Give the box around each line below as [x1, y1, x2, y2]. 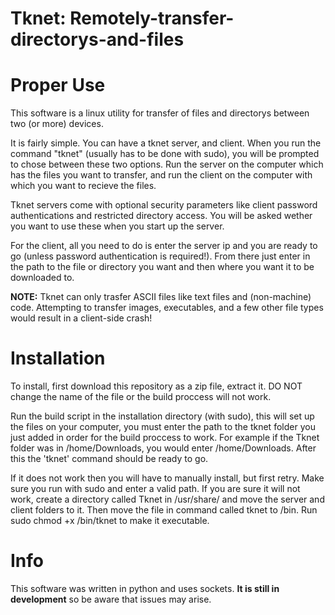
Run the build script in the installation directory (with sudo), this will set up [10, 410, 315, 422]
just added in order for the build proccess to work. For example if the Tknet [10, 432, 320, 444]
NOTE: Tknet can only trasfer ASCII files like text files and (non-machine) [10, 291, 312, 303]
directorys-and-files [10, 28, 185, 51]
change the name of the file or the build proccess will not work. [10, 391, 272, 403]
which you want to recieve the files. [10, 180, 157, 192]
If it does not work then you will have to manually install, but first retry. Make [10, 472, 325, 484]
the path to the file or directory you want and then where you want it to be [10, 261, 315, 273]
